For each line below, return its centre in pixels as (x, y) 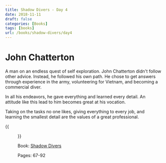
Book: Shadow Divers (40, 146)
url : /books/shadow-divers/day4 (39, 33)
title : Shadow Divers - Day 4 (37, 10)
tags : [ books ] (20, 28)
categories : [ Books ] (27, 24)
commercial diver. (23, 87)
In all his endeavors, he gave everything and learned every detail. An (75, 96)
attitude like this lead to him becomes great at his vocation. (65, 102)
